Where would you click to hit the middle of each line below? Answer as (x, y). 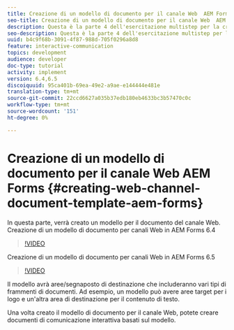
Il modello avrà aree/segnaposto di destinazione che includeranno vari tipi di (117, 284)
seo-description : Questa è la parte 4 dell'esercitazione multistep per (115, 33)
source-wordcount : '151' (43, 111)
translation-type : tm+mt (43, 92)
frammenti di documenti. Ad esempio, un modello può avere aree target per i (117, 292)
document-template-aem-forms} (106, 203)
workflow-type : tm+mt (39, 105)
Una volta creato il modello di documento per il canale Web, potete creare (113, 313)
